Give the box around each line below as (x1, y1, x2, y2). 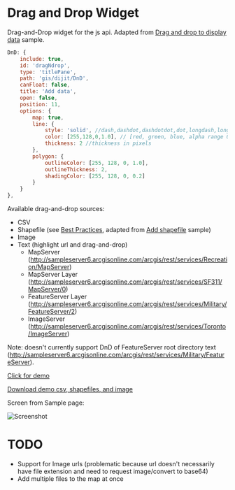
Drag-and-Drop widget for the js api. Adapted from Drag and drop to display (7, 28, 227, 36)
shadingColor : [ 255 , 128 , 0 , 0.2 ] (44, 173, 145, 180)
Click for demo (7, 372, 50, 380)
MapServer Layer (27, 271, 78, 279)
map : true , (32, 114, 64, 121)
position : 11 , (20, 101, 61, 108)
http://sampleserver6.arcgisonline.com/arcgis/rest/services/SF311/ (30, 278, 222, 286)
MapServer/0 (27, 285, 66, 294)
